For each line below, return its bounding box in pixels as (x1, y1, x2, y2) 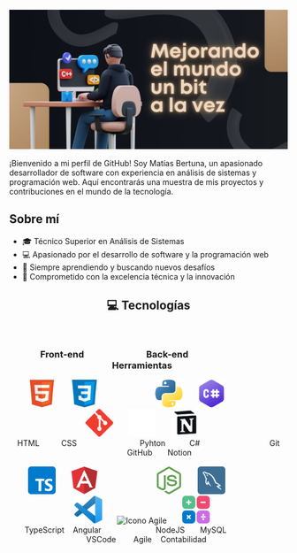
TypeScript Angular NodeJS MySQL (24, 524, 227, 535)
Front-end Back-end (39, 348, 189, 360)
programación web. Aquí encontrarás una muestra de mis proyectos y (9, 177, 264, 187)
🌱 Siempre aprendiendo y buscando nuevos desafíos (21, 262, 215, 273)
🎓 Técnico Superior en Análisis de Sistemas (21, 235, 185, 246)
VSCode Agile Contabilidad (86, 534, 207, 544)
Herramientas (111, 359, 172, 372)
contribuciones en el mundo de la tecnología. (9, 187, 174, 196)
